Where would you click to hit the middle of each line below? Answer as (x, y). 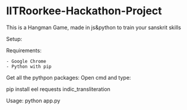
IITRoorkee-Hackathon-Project (84, 11)
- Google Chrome (26, 61)
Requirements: (24, 50)
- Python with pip (29, 67)
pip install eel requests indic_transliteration (58, 89)
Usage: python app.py (33, 100)
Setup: (14, 39)
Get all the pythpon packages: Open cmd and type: (69, 77)
